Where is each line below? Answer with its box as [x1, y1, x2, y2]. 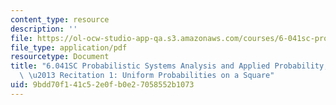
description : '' [10, 24, 78, 34]
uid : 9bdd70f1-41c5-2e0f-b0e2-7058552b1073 [10, 80, 195, 90]
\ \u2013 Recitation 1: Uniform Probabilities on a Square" [19, 71, 275, 81]
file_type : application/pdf [10, 42, 128, 53]
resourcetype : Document [10, 52, 110, 62]
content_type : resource [10, 14, 110, 25]
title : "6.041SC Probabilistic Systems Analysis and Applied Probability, [10, 61, 329, 71]
